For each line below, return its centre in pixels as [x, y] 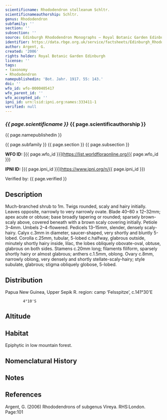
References [23, 395]
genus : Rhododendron [27, 19]
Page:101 [14, 412]
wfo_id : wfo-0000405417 [30, 88]
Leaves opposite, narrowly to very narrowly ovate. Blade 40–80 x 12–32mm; [83, 212]
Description [24, 194]
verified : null [21, 107]
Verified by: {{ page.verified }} [36, 179]
